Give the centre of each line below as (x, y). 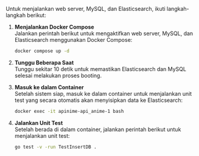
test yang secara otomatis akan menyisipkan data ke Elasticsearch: (99, 100)
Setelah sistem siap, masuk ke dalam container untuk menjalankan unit (103, 93)
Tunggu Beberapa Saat (44, 63)
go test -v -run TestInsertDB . (55, 147)
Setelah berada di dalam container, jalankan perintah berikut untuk (98, 129)
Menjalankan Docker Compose (54, 27)
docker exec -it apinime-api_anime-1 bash (69, 111)
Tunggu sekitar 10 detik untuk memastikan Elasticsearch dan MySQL (100, 69)
